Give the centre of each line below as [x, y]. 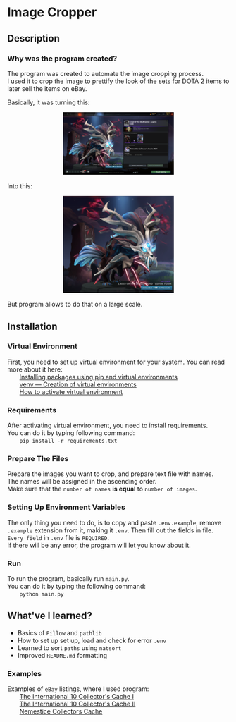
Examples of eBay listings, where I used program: [78, 689]
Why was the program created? [62, 59]
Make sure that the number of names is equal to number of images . [102, 489]
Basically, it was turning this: [49, 102]
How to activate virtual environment [71, 391]
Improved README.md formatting [62, 655]
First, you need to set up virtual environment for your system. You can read [116, 362]
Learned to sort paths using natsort [69, 648]
